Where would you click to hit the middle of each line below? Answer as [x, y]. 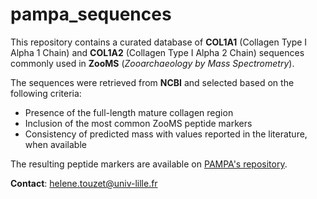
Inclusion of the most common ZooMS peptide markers [138, 123]
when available [55, 144]
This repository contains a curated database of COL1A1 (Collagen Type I [159, 42]
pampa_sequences [91, 14]
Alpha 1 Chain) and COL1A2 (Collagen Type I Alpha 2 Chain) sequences [157, 52]
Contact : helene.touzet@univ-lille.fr [84, 183]
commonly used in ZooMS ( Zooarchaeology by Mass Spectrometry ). [152, 63]
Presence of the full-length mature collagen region [129, 112]
